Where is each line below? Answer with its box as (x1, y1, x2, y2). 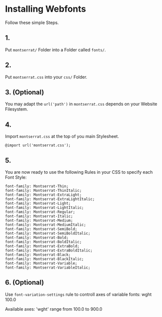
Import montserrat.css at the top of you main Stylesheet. (5, 134, 120, 139)
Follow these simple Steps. (5, 20, 59, 25)
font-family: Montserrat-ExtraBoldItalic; (5, 248, 93, 253)
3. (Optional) (5, 88, 44, 96)
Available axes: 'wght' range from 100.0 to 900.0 (5, 306, 102, 312)
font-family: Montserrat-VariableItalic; (5, 265, 91, 270)
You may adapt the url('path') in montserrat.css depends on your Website (5, 101, 158, 107)
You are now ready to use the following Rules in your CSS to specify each (5, 169, 153, 175)
